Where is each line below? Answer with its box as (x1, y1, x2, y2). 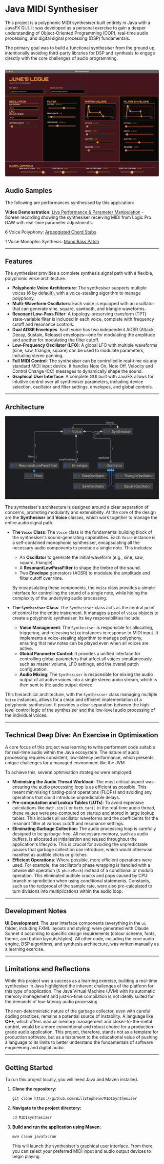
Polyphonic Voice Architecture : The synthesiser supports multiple (12, 285, 147, 291)
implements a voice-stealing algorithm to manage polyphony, (19, 635, 143, 641)
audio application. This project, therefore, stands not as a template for (18, 1029, 159, 1035)
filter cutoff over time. (19, 575, 63, 581)
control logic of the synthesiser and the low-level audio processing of (15, 707, 155, 713)
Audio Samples (5, 186, 52, 195)
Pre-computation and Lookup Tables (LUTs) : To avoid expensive (12, 800, 144, 805)
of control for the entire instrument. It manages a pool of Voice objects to (12, 610, 159, 616)
